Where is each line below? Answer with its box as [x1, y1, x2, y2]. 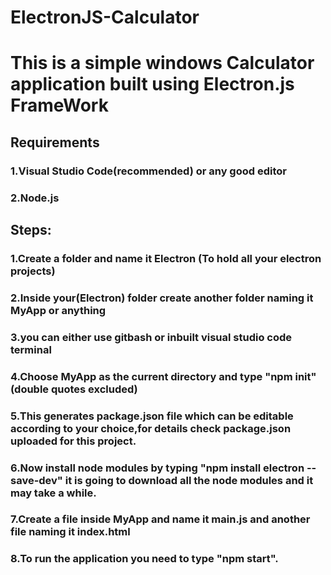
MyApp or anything [10, 303, 107, 317]
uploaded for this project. [10, 434, 137, 448]
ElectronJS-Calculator [10, 6, 200, 29]
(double [10, 382, 50, 396]
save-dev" [10, 473, 63, 487]
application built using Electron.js [10, 73, 295, 96]
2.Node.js [10, 191, 60, 205]
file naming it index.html [10, 525, 131, 539]
